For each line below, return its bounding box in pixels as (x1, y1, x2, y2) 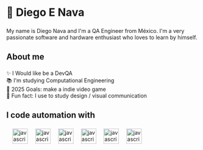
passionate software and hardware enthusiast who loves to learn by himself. (6, 34, 198, 41)
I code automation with (6, 110, 96, 120)
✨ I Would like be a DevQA (6, 70, 73, 77)
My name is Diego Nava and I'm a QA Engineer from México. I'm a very (6, 27, 185, 35)
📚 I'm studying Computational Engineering (6, 77, 115, 84)
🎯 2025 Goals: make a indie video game (6, 85, 107, 93)
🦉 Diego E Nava (6, 5, 85, 20)
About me (6, 51, 45, 62)
